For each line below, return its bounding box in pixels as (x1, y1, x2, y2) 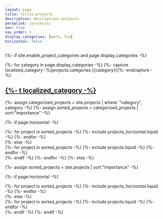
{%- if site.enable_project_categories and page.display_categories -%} (5, 52, 147, 58)
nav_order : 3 (5, 30, 32, 35)
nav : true (5, 25, 25, 30)
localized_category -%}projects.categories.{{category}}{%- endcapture (5, 67, 150, 73)
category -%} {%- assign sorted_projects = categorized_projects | (5, 105, 139, 110)
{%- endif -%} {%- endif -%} (5, 209, 64, 215)
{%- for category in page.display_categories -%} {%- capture (5, 62, 129, 67)
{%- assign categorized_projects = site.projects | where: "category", (5, 99, 143, 105)
